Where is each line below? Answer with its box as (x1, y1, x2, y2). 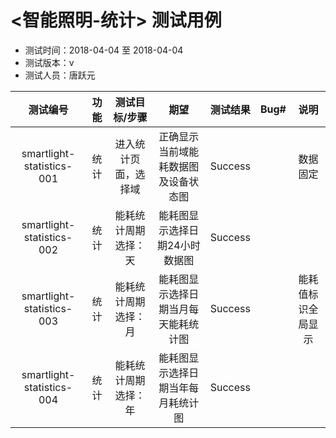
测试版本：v (24, 56, 75, 68)
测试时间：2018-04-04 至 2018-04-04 (24, 44, 184, 56)
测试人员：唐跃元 (24, 69, 96, 81)
